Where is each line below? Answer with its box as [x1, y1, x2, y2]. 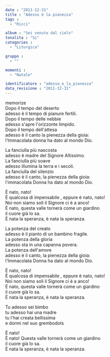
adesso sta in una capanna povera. [5, 242, 78, 248]
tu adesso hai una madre [5, 310, 57, 315]
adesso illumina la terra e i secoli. [5, 163, 75, 169]
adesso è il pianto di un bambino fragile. [5, 231, 89, 237]
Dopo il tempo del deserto [5, 105, 60, 111]
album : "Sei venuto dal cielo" [5, 31, 73, 36]
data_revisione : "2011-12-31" [5, 86, 71, 91]
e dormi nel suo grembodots [5, 320, 64, 326]
